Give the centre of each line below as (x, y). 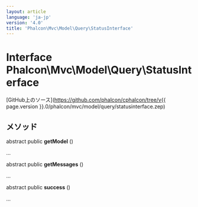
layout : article (26, 12)
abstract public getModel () (40, 141)
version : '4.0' (25, 23)
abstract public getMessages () (45, 164)
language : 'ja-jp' (29, 17)
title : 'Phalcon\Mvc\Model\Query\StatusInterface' (70, 28)
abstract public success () (38, 187)
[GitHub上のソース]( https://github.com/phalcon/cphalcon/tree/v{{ (86, 100)
